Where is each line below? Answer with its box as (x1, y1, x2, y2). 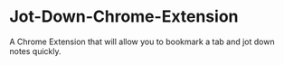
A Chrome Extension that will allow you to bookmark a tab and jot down (9, 36, 275, 47)
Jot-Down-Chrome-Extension (9, 6, 239, 27)
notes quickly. (9, 45, 62, 56)
